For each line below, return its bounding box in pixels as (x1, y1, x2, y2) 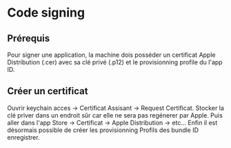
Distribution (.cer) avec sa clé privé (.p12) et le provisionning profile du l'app (7, 58, 223, 66)
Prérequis (7, 33, 50, 44)
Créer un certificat (7, 85, 88, 98)
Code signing (7, 5, 85, 21)
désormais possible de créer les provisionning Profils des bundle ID (7, 126, 199, 134)
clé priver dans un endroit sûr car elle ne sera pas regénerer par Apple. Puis (7, 111, 223, 119)
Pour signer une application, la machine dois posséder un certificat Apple (7, 50, 216, 59)
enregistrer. (7, 133, 40, 141)
